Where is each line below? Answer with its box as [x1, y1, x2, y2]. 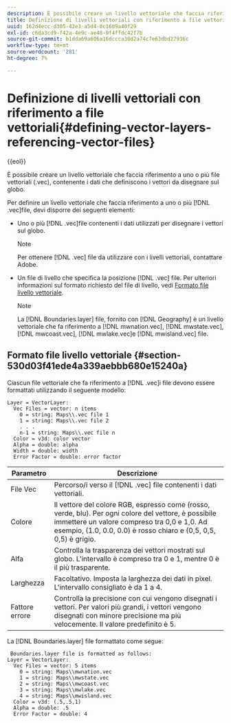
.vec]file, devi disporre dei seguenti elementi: [7, 206, 135, 214]
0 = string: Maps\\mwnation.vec [19, 668, 112, 675]
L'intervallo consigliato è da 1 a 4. [54, 582, 163, 592]
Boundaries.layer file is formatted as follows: [10, 650, 153, 657]
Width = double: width [13, 447, 78, 454]
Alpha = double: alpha [13, 441, 78, 448]
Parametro [11, 468, 47, 478]
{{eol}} [7, 157, 26, 165]
